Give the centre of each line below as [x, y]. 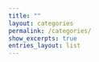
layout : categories [41, 23]
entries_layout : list [45, 46]
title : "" [25, 16]
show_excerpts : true [43, 38]
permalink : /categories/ [50, 31]
